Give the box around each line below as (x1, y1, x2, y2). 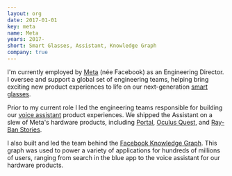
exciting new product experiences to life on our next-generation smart (7, 82, 208, 91)
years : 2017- (7, 36, 45, 43)
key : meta (7, 23, 36, 30)
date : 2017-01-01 (7, 17, 58, 24)
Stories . (19, 125, 42, 134)
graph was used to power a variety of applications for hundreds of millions (7, 146, 221, 155)
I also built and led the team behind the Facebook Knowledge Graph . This (7, 139, 217, 147)
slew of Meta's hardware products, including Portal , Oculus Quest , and (7, 118, 210, 126)
